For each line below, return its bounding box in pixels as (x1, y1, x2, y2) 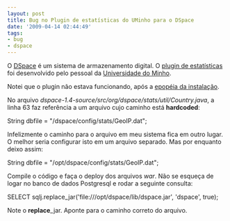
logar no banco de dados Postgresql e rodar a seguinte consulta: (7, 179, 193, 188)
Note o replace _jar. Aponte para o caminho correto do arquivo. (7, 206, 188, 214)
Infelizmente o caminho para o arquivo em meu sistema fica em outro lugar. (7, 130, 224, 138)
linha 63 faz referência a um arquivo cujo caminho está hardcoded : (7, 104, 200, 111)
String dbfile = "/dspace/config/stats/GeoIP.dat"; (7, 117, 147, 125)
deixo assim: (7, 145, 44, 153)
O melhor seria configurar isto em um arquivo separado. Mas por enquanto (7, 138, 222, 146)
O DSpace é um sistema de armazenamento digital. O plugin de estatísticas (7, 62, 223, 69)
